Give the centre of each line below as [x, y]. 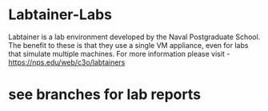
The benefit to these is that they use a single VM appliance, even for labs [128, 45]
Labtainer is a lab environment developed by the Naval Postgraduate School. [134, 37]
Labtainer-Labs [60, 15]
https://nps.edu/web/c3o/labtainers [67, 62]
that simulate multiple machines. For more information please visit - [119, 54]
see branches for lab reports [105, 95]
